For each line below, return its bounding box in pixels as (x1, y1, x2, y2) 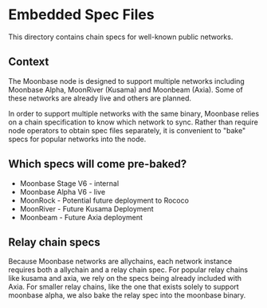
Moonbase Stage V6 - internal (19, 178, 120, 188)
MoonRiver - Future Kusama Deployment (19, 203, 154, 213)
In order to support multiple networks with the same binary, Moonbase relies (8, 109, 260, 118)
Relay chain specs (8, 235, 101, 249)
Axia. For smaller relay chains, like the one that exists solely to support (8, 282, 239, 292)
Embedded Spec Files (8, 6, 155, 24)
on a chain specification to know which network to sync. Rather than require (8, 117, 259, 127)
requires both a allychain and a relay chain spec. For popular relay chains (8, 265, 249, 274)
